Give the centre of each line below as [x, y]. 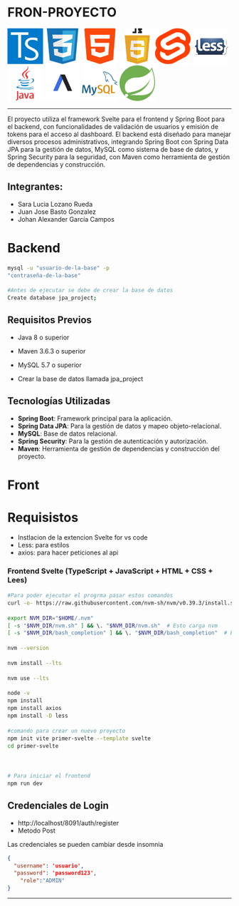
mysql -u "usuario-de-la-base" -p [59, 268]
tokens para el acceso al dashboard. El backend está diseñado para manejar [119, 134]
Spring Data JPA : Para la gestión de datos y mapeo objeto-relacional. [119, 426]
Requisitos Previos [50, 320]
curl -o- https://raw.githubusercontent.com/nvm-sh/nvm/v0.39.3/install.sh [122, 603]
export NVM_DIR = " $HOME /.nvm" [51, 618]
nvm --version [28, 648]
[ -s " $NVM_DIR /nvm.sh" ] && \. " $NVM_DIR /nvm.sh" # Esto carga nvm [113, 626]
